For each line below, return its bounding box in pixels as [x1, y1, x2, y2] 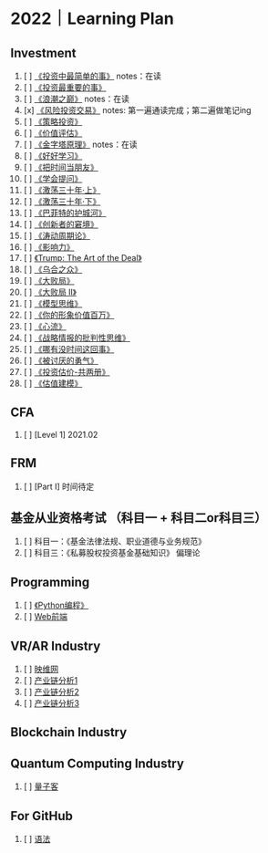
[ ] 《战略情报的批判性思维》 [23, 332, 130, 343]
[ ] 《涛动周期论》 [23, 230, 90, 241]
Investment [10, 45, 77, 60]
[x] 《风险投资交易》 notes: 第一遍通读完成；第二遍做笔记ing [23, 105, 252, 115]
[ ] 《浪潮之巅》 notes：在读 [23, 93, 130, 104]
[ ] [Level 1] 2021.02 [23, 429, 98, 440]
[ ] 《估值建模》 [23, 378, 83, 389]
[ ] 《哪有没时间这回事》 [23, 344, 115, 354]
